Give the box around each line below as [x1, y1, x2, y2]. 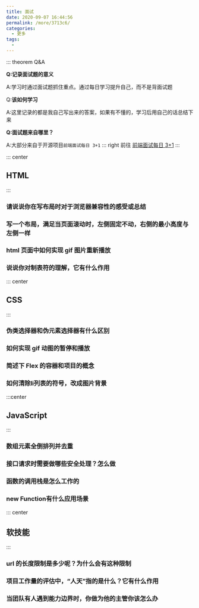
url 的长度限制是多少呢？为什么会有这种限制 [6, 560, 132, 568]
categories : [6, 25, 36, 32]
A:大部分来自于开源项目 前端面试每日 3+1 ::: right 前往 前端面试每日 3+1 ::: [6, 141, 180, 148]
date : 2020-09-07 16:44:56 [6, 14, 73, 20]
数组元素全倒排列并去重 [6, 442, 73, 451]
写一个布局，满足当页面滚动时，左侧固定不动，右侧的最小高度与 [6, 220, 189, 228]
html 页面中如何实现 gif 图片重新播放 [6, 246, 111, 255]
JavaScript [6, 411, 48, 421]
